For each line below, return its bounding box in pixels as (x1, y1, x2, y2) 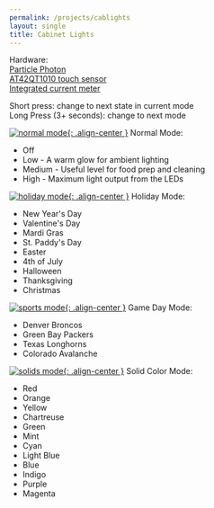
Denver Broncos (22, 320, 83, 331)
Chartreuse (22, 412, 65, 423)
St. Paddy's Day (22, 237, 83, 248)
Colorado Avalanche (22, 348, 98, 360)
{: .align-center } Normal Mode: (67, 128, 183, 138)
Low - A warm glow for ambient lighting (22, 155, 169, 165)
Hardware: (9, 55, 49, 66)
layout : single (9, 22, 67, 31)
